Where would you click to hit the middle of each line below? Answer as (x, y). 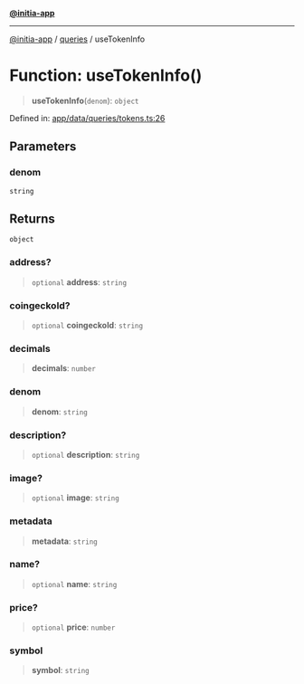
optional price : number (73, 627)
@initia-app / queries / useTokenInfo (77, 39)
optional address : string (79, 282)
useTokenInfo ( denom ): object (85, 100)
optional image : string (75, 498)
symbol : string (60, 670)
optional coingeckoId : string (87, 326)
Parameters (43, 147)
